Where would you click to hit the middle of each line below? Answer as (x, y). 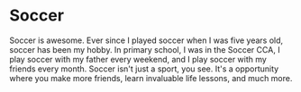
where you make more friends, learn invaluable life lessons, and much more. (151, 78)
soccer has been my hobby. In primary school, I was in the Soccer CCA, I (145, 49)
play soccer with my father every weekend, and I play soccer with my (138, 59)
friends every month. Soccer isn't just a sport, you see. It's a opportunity (144, 69)
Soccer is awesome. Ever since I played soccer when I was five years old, (146, 40)
